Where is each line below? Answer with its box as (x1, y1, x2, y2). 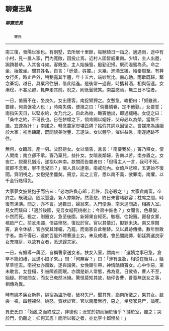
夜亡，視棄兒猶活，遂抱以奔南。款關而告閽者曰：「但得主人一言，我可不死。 (5, 158, 162, 165)
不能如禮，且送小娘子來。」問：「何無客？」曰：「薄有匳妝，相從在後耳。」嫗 (9, 256, 164, 262)
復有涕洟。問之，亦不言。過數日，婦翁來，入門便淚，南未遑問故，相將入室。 (5, 201, 164, 207)
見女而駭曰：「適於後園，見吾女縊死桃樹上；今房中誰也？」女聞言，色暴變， (5, 207, 162, 213)
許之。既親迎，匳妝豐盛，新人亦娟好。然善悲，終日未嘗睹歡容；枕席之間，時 (5, 195, 164, 201)
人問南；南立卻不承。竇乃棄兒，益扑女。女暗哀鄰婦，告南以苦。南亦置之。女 (5, 152, 164, 158)
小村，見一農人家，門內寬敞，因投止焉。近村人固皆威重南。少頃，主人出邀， (5, 55, 164, 62)
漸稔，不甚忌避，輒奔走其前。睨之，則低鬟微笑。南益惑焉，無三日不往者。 (5, 87, 159, 93)
